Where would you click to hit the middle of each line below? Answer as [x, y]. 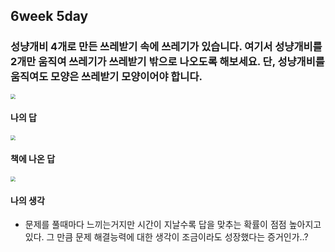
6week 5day [49, 16]
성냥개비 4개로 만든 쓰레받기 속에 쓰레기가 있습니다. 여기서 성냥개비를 [166, 47]
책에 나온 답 [33, 159]
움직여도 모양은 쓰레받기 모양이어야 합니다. [106, 77]
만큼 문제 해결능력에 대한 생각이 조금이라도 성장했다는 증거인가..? [182, 237]
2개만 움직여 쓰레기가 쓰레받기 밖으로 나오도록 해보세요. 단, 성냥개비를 [167, 62]
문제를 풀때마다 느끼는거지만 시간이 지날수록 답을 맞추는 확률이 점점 [155, 225]
